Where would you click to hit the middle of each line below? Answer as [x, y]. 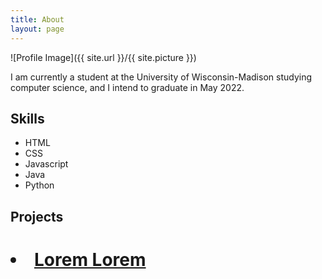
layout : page [37, 29]
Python [39, 185]
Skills [27, 118]
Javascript [46, 164]
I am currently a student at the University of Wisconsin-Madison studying [161, 77]
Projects [37, 216]
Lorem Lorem [90, 259]
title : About [37, 19]
